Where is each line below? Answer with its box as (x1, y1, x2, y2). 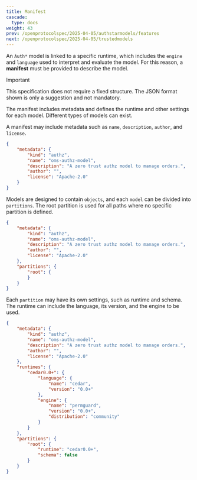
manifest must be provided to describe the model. (6, 65, 129, 72)
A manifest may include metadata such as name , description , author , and (6, 124, 183, 130)
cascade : (6, 14, 28, 20)
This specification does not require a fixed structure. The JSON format (6, 88, 178, 95)
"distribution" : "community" (48, 414, 120, 420)
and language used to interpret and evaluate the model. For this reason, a (6, 59, 183, 66)
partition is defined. (6, 208, 54, 215)
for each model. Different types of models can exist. (6, 112, 133, 119)
